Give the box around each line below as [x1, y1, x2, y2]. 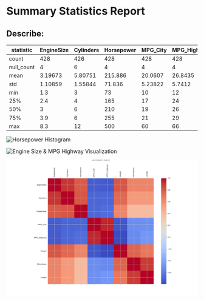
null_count [8, 64, 35, 70]
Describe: [6, 29, 44, 39]
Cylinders [73, 46, 100, 53]
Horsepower [104, 46, 137, 53]
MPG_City [141, 46, 167, 53]
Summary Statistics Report [6, 4, 146, 18]
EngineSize [39, 46, 69, 53]
